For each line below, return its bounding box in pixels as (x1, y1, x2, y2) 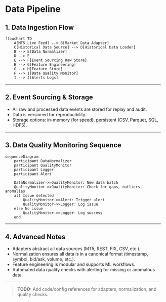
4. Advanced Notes (5, 233, 66, 241)
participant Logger (14, 167, 54, 172)
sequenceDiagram (5, 154, 39, 159)
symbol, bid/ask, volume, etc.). (12, 256, 75, 262)
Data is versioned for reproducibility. (12, 111, 86, 117)
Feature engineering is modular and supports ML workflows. (12, 261, 135, 267)
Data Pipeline (5, 3, 61, 15)
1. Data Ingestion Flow (5, 23, 74, 32)
